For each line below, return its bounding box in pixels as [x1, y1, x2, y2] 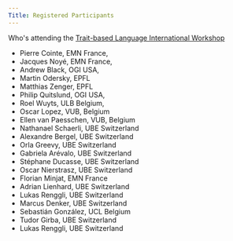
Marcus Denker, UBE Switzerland [19, 198, 128, 208]
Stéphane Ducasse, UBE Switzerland [19, 156, 139, 166]
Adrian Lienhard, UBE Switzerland [19, 181, 130, 191]
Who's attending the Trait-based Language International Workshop [8, 33, 225, 42]
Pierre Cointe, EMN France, [19, 48, 109, 57]
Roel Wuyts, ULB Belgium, [19, 98, 105, 108]
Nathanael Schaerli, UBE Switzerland [19, 123, 139, 133]
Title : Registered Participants [8, 11, 114, 20]
